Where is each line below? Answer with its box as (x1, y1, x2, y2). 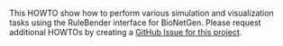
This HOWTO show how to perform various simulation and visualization (9, 8, 275, 18)
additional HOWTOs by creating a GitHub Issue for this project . (9, 27, 242, 37)
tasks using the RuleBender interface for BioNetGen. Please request (9, 17, 261, 28)
